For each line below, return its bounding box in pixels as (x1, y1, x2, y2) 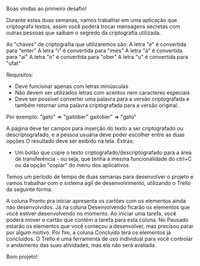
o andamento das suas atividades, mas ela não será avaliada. (6, 242, 157, 249)
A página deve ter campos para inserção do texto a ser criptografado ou (6, 125, 183, 132)
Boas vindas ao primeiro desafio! (6, 5, 87, 12)
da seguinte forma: (6, 186, 52, 193)
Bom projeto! (6, 253, 38, 260)
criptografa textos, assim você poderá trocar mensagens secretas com (6, 23, 180, 30)
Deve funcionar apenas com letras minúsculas (14, 83, 129, 90)
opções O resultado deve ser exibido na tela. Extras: (6, 137, 135, 145)
